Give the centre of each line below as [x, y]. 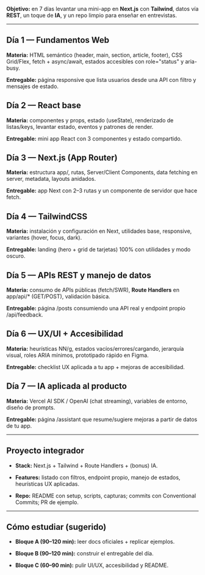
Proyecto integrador [45, 451]
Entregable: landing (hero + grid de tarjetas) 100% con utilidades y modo [99, 249]
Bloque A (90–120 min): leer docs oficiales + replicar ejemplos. [95, 542]
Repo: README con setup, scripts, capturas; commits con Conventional [106, 496]
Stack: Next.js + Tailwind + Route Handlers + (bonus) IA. [86, 465]
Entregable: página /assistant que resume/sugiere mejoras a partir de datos [102, 419]
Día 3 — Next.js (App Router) [62, 158]
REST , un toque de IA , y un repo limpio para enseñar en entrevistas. [92, 15]
